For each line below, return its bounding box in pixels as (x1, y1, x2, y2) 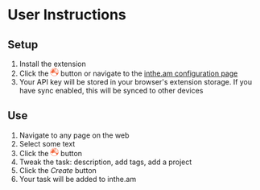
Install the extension (19, 59, 86, 68)
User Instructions (7, 6, 126, 24)
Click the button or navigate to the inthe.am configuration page (19, 68, 238, 78)
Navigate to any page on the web (19, 130, 130, 140)
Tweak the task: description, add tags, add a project (19, 157, 192, 167)
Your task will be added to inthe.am (19, 174, 137, 184)
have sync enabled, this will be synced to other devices (19, 86, 204, 95)
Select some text (19, 138, 76, 148)
